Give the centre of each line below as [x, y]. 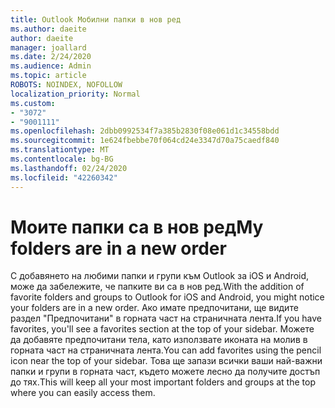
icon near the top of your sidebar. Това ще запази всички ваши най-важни [166, 361]
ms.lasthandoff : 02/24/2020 [69, 168]
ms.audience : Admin [51, 66]
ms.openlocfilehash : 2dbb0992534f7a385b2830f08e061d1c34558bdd [145, 131]
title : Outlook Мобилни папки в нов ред [96, 19]
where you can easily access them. [83, 393]
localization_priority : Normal [75, 94]
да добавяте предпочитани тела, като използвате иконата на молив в [159, 340]
